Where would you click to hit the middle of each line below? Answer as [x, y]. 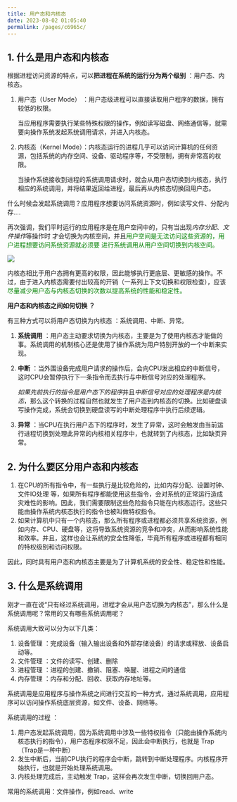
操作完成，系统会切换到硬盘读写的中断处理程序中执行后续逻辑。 [116, 410]
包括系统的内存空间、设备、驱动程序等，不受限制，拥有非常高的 [122, 156]
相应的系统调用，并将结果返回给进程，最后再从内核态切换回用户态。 [116, 188]
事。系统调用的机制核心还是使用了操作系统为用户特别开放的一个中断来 [119, 345]
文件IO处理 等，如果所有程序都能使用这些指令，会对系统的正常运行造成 [120, 494]
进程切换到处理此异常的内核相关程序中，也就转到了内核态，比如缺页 [122, 434]
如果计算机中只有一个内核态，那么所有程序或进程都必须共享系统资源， [119, 520]
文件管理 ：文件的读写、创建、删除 [68, 661]
